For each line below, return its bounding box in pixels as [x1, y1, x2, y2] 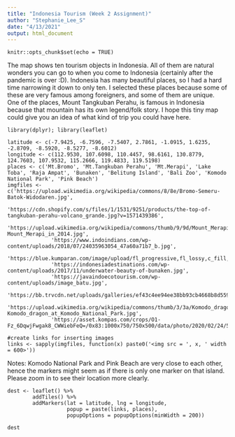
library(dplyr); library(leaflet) [7, 127, 108, 134]
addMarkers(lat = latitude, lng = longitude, [32, 400, 168, 407]
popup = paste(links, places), [66, 406, 158, 413]
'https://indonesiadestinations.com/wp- [51, 262, 171, 268]
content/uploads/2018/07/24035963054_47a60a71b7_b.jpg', [7, 243, 177, 250]
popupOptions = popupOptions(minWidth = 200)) [66, 412, 205, 420]
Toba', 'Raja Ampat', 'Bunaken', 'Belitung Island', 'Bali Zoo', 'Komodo [7, 169, 227, 177]
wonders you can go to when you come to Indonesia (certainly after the [7, 69, 213, 77]
